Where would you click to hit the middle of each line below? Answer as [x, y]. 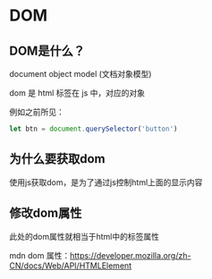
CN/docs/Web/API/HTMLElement [71, 266]
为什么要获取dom [57, 159]
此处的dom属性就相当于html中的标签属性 [84, 236]
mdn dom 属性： [40, 255]
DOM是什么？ [47, 51]
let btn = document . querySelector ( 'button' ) [93, 129]
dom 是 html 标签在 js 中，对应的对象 [77, 93]
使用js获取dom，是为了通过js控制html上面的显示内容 [106, 182]
